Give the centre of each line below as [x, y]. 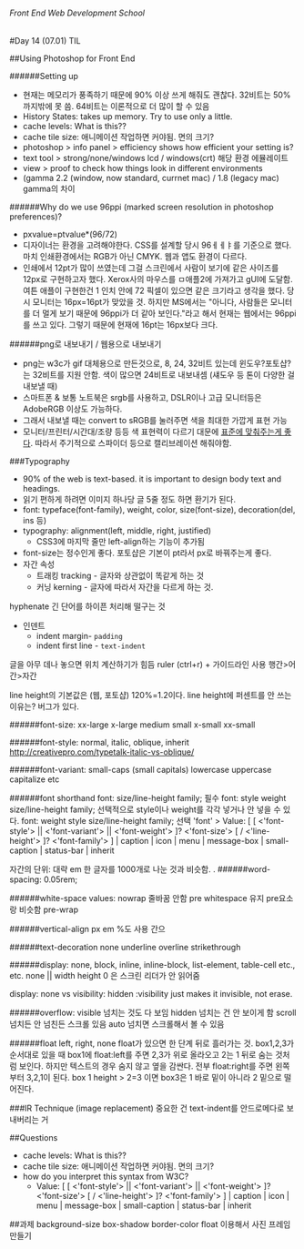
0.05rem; [61, 879]
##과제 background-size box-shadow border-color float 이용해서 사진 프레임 [150, 1224]
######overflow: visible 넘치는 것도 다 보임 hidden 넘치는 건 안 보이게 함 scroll [153, 1013]
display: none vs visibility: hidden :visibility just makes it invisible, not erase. [151, 994]
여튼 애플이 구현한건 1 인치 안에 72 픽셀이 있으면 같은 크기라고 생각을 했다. [153, 290]
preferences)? [35, 217]
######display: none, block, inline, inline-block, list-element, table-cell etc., [152, 965]
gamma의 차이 [49, 189]
